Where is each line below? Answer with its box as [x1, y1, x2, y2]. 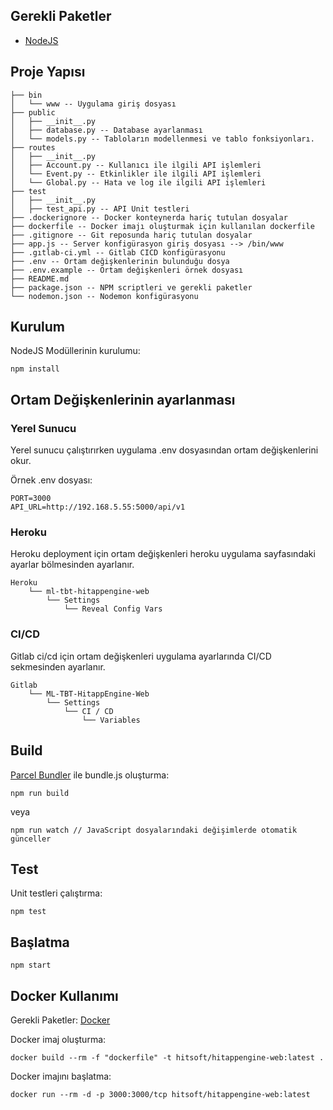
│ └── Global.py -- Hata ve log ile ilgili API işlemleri [10, 177, 267, 188]
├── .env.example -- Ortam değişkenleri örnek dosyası [10, 265, 244, 275]
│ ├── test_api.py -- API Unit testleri [10, 204, 190, 214]
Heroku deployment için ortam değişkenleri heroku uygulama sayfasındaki [10, 548, 316, 560]
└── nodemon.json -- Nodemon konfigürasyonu [10, 291, 199, 301]
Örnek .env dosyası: [10, 474, 93, 486]
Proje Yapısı [10, 64, 86, 81]
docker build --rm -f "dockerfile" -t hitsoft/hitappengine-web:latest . [10, 1052, 325, 1063]
